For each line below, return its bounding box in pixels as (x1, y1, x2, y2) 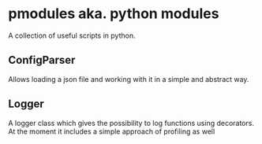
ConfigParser (8, 54, 76, 67)
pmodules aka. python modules (8, 5, 219, 23)
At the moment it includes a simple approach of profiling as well (8, 127, 215, 136)
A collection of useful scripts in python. (8, 31, 136, 40)
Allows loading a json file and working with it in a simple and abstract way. (8, 74, 249, 83)
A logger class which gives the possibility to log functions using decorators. (8, 118, 255, 127)
